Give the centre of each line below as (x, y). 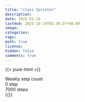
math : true (16, 42)
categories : (17, 33)
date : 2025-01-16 (23, 19)
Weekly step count (24, 79)
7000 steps (17, 90)
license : (14, 46)
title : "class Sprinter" (30, 10)
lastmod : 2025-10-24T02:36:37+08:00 (42, 23)
